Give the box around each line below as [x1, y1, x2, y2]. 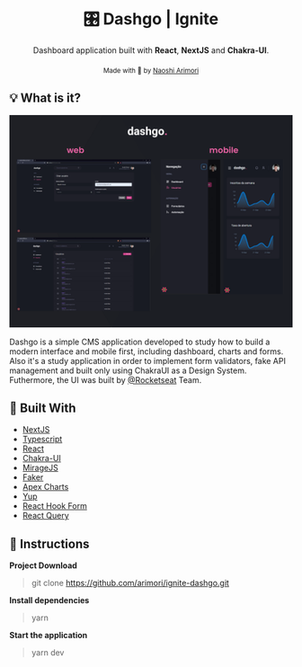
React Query [22, 511, 69, 521]
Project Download [9, 560, 78, 571]
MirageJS [22, 462, 58, 474]
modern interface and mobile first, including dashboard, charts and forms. [9, 345, 284, 357]
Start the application [9, 630, 88, 641]
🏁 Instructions [9, 536, 90, 551]
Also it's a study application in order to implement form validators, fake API [9, 355, 286, 366]
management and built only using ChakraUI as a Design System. [9, 365, 247, 376]
